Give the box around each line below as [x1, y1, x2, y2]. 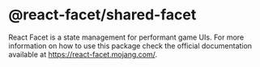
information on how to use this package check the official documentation [8, 40, 253, 50]
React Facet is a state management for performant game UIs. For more [8, 32, 245, 42]
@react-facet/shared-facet [8, 6, 197, 24]
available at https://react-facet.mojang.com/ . [8, 49, 158, 59]
